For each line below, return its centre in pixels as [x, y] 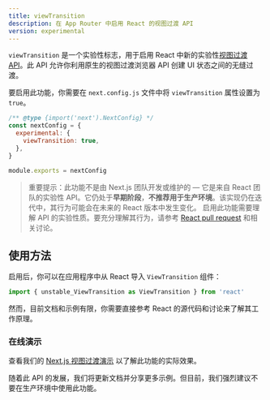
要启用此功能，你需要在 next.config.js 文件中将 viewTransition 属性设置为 [135, 92]
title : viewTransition [47, 16]
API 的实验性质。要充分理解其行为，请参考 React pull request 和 [144, 217]
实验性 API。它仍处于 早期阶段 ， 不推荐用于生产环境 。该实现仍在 [149, 197]
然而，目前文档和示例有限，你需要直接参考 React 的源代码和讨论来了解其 [130, 308]
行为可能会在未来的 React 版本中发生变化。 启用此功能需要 [154, 207]
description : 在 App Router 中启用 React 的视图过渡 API [101, 24]
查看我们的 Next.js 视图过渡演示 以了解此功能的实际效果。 [105, 361]
